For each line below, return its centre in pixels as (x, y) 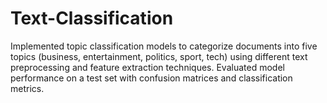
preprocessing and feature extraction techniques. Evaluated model (147, 67)
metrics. (27, 88)
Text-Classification (92, 18)
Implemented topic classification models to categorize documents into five (164, 46)
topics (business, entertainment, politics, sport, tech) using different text (159, 56)
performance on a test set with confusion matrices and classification (151, 78)
